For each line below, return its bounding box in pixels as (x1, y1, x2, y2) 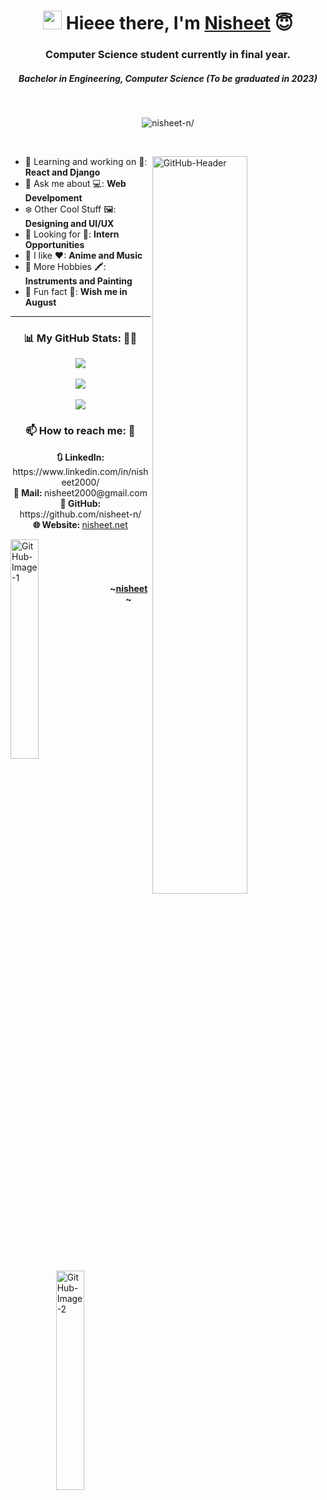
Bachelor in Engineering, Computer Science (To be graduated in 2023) (18, 72, 318, 84)
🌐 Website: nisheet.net (33, 518, 128, 530)
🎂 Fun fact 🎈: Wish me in (24, 286, 128, 298)
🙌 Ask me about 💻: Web (24, 178, 127, 190)
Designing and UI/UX (24, 218, 115, 230)
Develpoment (24, 192, 83, 204)
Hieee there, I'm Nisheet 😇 (65, 12, 293, 35)
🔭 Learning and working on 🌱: (24, 156, 148, 168)
